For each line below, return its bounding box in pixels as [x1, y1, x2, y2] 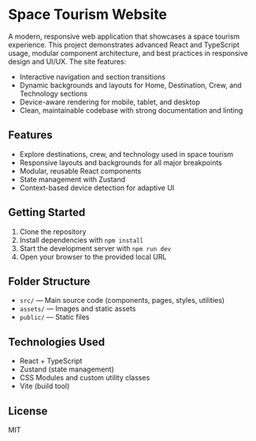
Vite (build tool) [19, 381, 70, 391]
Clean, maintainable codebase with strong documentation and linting [19, 105, 243, 115]
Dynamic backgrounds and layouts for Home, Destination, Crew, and [19, 80, 242, 90]
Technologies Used [8, 335, 105, 349]
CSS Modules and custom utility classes [19, 373, 150, 383]
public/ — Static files [19, 312, 90, 322]
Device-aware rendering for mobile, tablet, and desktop [19, 97, 201, 107]
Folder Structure [8, 275, 91, 288]
